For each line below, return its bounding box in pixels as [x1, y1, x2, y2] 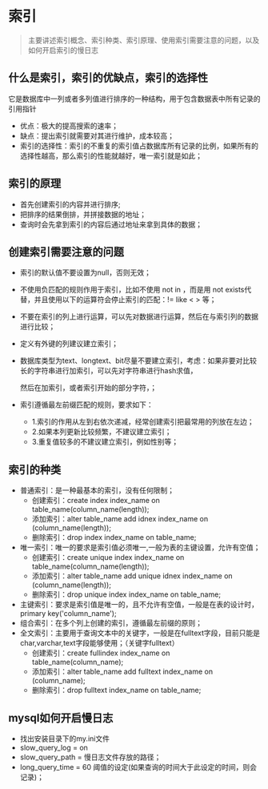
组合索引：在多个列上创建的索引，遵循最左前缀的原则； [19, 618, 202, 628]
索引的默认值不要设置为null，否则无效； [19, 268, 152, 277]
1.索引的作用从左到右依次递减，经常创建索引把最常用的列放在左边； [31, 417, 254, 427]
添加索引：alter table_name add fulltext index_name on [31, 666, 214, 677]
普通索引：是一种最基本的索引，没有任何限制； [19, 485, 174, 495]
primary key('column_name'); [19, 609, 118, 618]
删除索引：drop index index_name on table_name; [31, 533, 197, 542]
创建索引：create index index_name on [31, 496, 160, 505]
